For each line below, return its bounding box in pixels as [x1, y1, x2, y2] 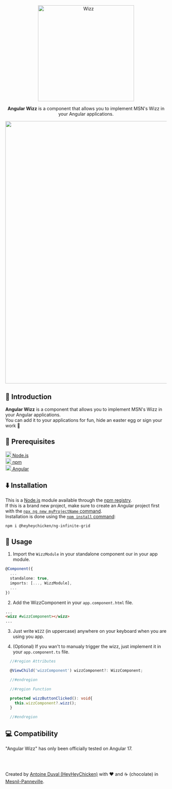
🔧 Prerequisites [5, 437, 55, 446]
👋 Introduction [5, 393, 52, 401]
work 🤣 [5, 422, 20, 429]
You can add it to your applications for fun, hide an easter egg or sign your [5, 417, 162, 423]
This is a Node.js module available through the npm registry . [5, 497, 132, 503]
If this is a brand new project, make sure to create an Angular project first [5, 503, 160, 509]
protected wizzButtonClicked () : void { [10, 696, 93, 701]
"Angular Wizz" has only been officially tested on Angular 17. [5, 745, 133, 752]
